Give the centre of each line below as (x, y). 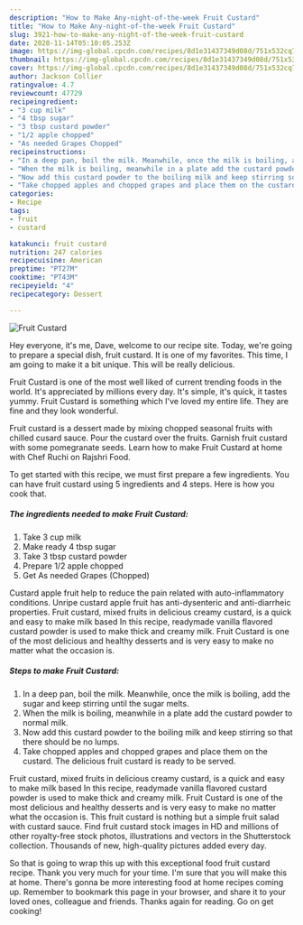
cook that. (28, 494)
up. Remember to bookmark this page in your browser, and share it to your (148, 892)
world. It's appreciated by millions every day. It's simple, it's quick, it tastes (148, 391)
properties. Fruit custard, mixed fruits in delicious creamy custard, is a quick (151, 612)
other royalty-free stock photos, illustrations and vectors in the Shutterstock (150, 836)
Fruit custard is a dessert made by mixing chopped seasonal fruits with (141, 428)
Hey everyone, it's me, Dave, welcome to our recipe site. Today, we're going (151, 345)
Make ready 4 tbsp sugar (69, 546)
